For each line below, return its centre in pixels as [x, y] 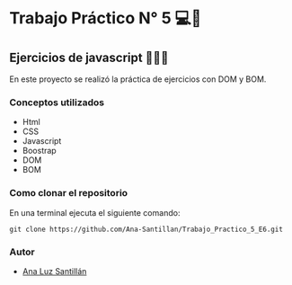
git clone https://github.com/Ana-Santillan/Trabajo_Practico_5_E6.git [146, 229]
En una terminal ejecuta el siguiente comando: [95, 212]
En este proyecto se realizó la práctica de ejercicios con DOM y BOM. [138, 79]
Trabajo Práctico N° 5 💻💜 [106, 18]
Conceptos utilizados [57, 102]
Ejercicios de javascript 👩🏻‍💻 [89, 57]
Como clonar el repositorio [69, 193]
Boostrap [39, 151]
